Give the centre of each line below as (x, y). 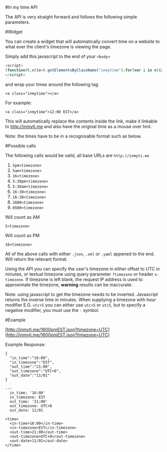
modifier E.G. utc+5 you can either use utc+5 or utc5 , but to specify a (75, 305)
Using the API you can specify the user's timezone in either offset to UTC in (83, 269)
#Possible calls (21, 146)
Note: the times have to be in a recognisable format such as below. (73, 136)
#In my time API (21, 7)
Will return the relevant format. (37, 259)
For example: (19, 103)
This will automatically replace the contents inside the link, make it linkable (81, 121)
